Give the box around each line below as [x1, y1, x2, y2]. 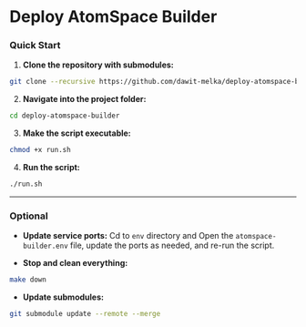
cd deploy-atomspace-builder [9, 111, 120, 120]
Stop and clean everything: [22, 258, 128, 269]
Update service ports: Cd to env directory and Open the [22, 230, 234, 241]
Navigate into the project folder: [22, 94, 147, 105]
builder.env [22, 241, 68, 251]
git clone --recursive [9, 77, 96, 87]
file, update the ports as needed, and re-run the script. [69, 240, 275, 251]
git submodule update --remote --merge [9, 310, 161, 319]
